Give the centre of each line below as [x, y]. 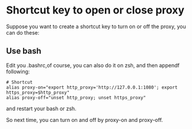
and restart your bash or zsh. [41, 108]
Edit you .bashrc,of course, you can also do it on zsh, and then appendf [93, 65]
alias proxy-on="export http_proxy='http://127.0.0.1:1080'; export [92, 87]
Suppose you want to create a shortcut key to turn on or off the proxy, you [96, 26]
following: [18, 72]
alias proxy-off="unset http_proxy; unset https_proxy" [76, 97]
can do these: [23, 32]
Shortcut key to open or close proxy [95, 10]
